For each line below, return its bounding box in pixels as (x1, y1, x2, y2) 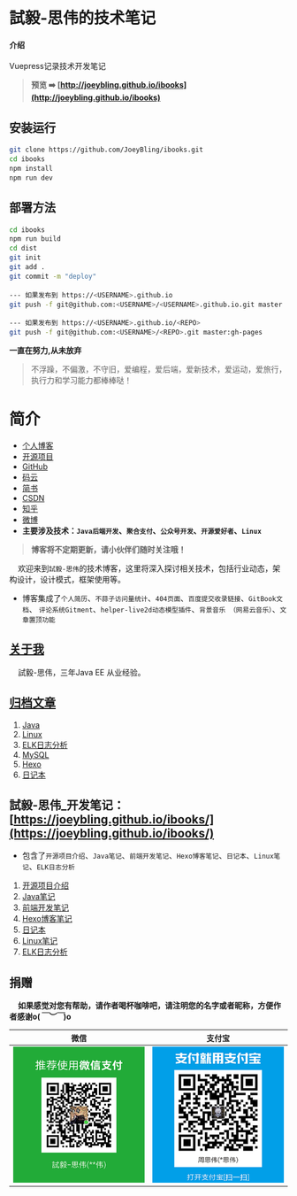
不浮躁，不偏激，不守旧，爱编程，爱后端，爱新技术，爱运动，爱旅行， (30, 364, 287, 374)
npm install (9, 164, 53, 173)
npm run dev (9, 174, 53, 182)
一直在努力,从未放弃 (9, 345, 82, 356)
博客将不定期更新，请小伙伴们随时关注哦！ (30, 544, 187, 554)
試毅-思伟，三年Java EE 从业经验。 (17, 667, 146, 677)
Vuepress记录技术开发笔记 (9, 61, 106, 72)
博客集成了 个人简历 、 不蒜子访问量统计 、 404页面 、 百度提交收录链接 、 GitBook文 (21, 592, 283, 603)
